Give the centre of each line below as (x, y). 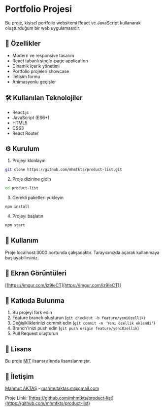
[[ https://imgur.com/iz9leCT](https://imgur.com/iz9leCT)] (63, 285)
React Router (25, 133)
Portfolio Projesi (39, 9)
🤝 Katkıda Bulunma (35, 301)
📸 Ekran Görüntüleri (36, 273)
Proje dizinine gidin (32, 179)
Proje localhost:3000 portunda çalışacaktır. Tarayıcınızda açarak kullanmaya (82, 252)
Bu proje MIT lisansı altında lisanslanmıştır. (48, 361)
